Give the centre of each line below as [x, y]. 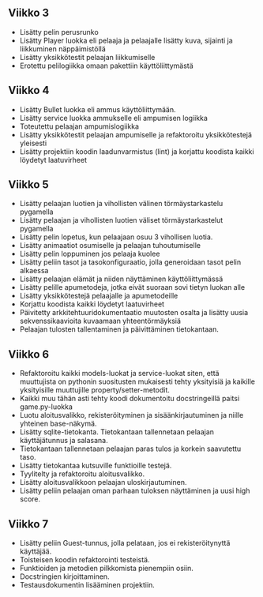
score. [30, 499]
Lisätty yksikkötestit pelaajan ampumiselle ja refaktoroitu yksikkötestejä [136, 134]
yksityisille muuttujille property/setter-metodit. [94, 390]
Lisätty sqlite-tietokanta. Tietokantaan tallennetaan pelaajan [117, 432]
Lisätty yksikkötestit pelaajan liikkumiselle [87, 57]
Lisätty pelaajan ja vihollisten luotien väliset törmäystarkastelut [121, 220]
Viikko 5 [28, 185]
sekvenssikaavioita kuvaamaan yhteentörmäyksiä [100, 321]
